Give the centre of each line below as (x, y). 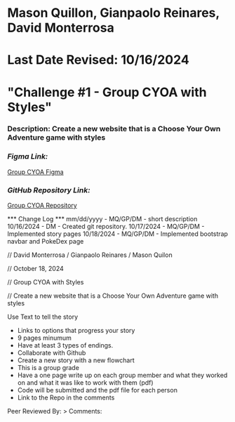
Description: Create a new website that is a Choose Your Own (114, 129)
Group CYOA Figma (36, 172)
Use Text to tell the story (43, 317)
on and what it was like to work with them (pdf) (85, 383)
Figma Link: (28, 157)
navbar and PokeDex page (46, 242)
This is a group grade (48, 368)
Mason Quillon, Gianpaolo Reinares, (113, 13)
